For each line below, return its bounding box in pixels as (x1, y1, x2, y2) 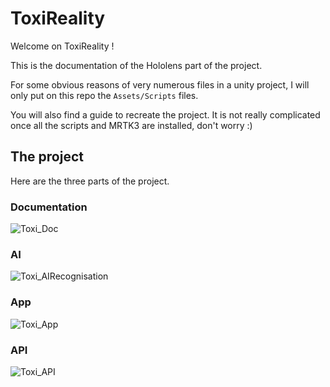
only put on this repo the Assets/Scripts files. (10, 89, 199, 101)
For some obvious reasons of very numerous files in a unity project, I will (10, 78, 310, 91)
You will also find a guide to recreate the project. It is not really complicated (10, 108, 321, 121)
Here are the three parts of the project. (10, 175, 170, 187)
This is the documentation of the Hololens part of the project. (10, 59, 263, 71)
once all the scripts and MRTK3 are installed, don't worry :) (10, 119, 253, 131)
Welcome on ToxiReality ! (10, 40, 115, 52)
